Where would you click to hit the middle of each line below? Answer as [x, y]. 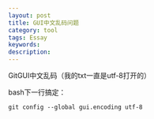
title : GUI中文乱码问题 [43, 23]
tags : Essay [28, 37]
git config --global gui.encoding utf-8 [76, 107]
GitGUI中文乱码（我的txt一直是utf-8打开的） [80, 75]
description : [30, 52]
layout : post [30, 15]
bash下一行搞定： [37, 92]
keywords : [24, 45]
